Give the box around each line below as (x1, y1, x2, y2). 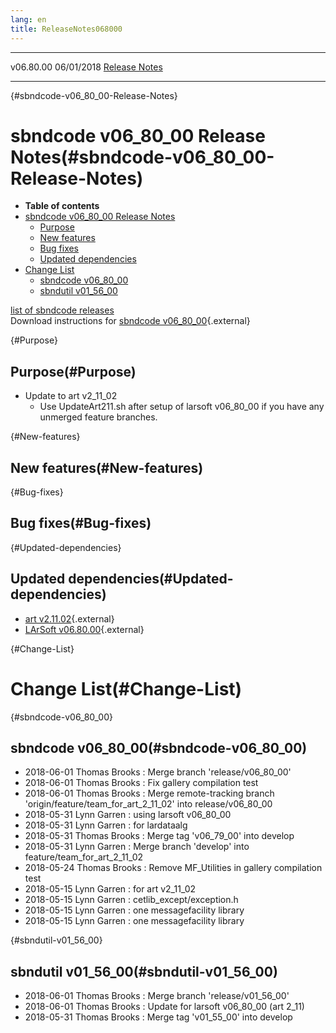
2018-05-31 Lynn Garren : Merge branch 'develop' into (24, 841, 250, 853)
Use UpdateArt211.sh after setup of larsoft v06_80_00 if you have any (39, 401, 325, 413)
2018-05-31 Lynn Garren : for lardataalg (24, 819, 188, 831)
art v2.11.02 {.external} (24, 612, 115, 625)
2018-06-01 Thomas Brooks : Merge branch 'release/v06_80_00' (24, 766, 292, 778)
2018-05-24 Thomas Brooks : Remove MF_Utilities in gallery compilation (24, 862, 323, 874)
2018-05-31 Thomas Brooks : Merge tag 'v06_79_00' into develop (24, 830, 295, 842)
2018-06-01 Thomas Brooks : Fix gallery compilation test (24, 777, 259, 789)
